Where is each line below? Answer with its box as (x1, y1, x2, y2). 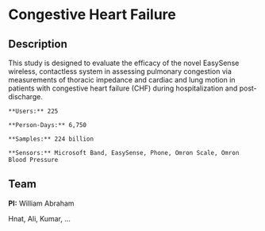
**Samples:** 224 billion (8, 135, 94, 143)
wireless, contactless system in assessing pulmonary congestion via (8, 67, 232, 76)
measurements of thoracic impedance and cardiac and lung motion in (8, 75, 236, 84)
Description (8, 37, 67, 51)
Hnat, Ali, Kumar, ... (8, 214, 71, 223)
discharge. (8, 92, 44, 101)
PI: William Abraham (8, 198, 75, 208)
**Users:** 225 (8, 107, 59, 115)
